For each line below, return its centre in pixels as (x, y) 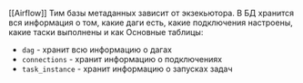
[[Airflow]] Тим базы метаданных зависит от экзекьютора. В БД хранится (151, 13)
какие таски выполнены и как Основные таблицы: (106, 32)
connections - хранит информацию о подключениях (122, 59)
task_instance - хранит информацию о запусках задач (127, 69)
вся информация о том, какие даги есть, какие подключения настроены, (151, 23)
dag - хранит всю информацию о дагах (96, 50)
